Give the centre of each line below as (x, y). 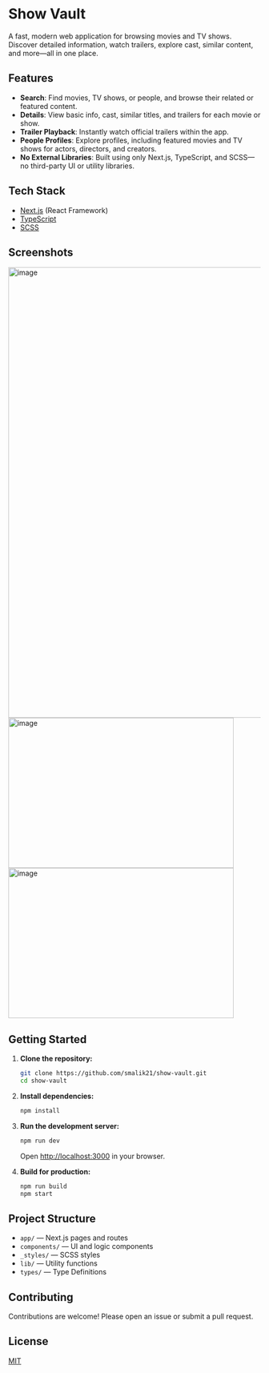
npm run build (43, 1186)
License (28, 1341)
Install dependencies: (57, 1096)
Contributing (41, 1297)
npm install (40, 1110)
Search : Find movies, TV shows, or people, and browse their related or (137, 98)
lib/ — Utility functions (58, 1263)
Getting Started (48, 1039)
